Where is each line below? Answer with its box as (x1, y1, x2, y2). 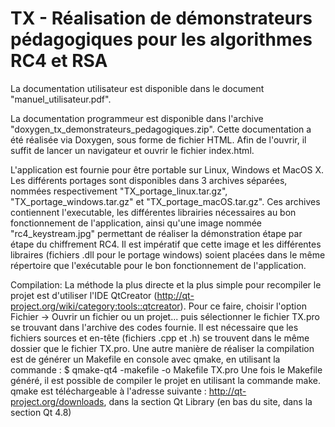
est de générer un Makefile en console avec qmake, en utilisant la (10, 353, 281, 365)
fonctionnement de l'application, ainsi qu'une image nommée (10, 217, 263, 229)
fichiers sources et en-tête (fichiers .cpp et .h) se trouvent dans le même (10, 332, 310, 344)
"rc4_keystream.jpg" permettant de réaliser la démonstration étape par (10, 227, 303, 239)
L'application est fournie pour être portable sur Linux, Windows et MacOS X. (10, 163, 325, 176)
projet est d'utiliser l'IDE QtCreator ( (10, 289, 158, 301)
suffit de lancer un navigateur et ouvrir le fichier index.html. (10, 144, 255, 156)
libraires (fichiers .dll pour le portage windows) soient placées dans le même (10, 248, 326, 261)
